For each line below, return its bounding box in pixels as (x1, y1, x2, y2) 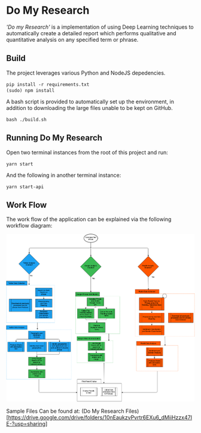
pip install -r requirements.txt (6, 81, 90, 87)
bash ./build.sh (6, 116, 47, 122)
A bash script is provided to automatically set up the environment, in (6, 98, 175, 105)
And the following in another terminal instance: (6, 171, 121, 179)
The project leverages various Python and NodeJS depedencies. (6, 69, 166, 76)
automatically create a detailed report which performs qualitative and (6, 29, 176, 36)
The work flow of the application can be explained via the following (6, 216, 172, 223)
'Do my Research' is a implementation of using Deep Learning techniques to (6, 23, 194, 30)
